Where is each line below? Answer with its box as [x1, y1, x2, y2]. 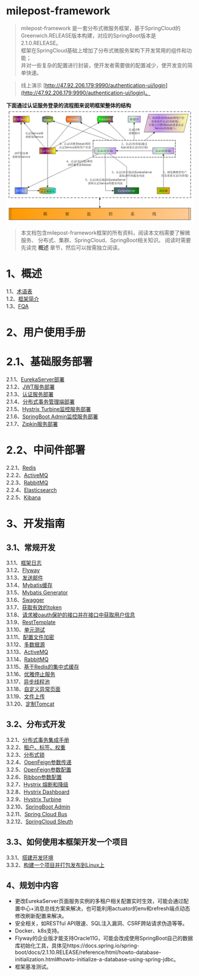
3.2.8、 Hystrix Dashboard [6, 788, 70, 795]
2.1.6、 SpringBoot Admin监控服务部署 [6, 413, 99, 420]
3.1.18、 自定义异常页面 [6, 686, 61, 693]
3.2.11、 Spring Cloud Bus [6, 810, 67, 817]
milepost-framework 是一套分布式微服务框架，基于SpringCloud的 [20, 24, 181, 31]
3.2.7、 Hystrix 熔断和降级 [6, 781, 69, 788]
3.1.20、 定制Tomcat [6, 700, 55, 707]
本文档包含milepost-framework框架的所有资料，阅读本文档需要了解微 [20, 229, 191, 236]
